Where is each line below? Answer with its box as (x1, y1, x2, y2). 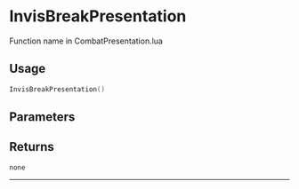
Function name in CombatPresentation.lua (9, 35, 163, 46)
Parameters (9, 109, 76, 125)
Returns (9, 139, 55, 154)
